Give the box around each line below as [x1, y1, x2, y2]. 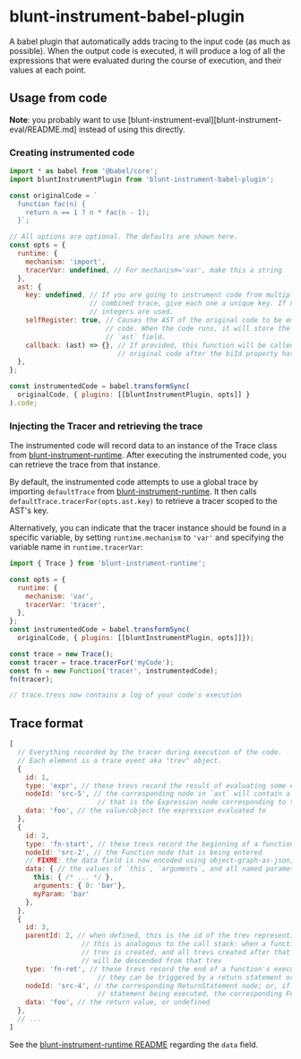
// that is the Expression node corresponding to [97, 798, 287, 807]
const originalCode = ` [9, 191, 99, 200]
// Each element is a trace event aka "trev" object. [17, 756, 222, 765]
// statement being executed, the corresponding [97, 989, 282, 999]
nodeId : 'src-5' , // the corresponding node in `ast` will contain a [25, 789, 291, 799]
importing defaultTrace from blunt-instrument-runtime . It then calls [9, 486, 257, 497]
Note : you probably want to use [9, 114, 126, 125]
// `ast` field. [105, 332, 167, 342]
